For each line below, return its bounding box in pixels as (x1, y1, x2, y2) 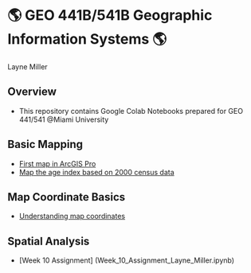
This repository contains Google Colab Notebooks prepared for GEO (18, 106, 244, 115)
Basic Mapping (7, 138, 84, 151)
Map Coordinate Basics (7, 190, 126, 204)
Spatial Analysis (7, 234, 90, 248)
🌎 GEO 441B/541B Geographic (7, 6, 213, 25)
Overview (7, 85, 57, 99)
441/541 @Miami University (18, 115, 109, 124)
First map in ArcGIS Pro (18, 158, 96, 168)
